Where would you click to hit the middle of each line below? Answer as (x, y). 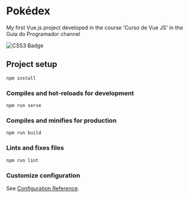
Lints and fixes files (35, 148)
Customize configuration (43, 175)
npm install (21, 78)
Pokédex (28, 11)
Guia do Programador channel (43, 33)
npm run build (24, 133)
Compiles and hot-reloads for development (70, 93)
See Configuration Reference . (43, 188)
